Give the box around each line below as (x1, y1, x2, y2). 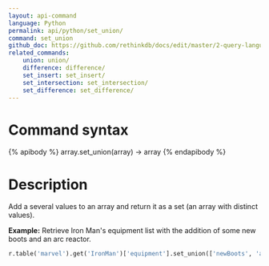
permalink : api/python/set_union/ (8, 26, 124, 34)
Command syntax (8, 121, 129, 139)
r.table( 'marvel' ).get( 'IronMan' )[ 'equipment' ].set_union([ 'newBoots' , (8, 250, 252, 258)
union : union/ (22, 57, 70, 65)
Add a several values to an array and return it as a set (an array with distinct (8, 202, 259, 212)
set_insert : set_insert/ (22, 71, 106, 79)
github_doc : (8, 42, 48, 50)
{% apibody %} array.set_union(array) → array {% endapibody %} (8, 147, 227, 157)
